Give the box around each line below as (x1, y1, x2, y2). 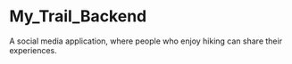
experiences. (9, 44, 58, 55)
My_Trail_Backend (9, 6, 147, 27)
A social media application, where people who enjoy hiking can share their (9, 36, 283, 46)
